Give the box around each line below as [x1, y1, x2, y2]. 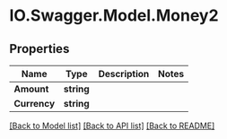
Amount [13, 83, 49, 95]
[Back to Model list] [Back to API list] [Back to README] [9, 120, 215, 131]
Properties [9, 41, 70, 56]
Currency [13, 98, 56, 109]
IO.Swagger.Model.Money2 [9, 5, 219, 26]
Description [98, 68, 150, 80]
